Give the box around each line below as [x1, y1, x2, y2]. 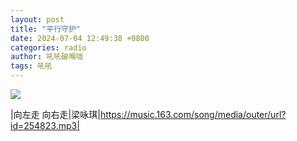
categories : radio [10, 42, 87, 53]
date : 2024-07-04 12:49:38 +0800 [10, 33, 150, 43]
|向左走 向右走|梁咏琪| [10, 109, 101, 120]
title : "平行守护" [10, 24, 82, 34]
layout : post [10, 14, 65, 25]
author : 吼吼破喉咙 [10, 52, 84, 62]
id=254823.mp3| [10, 120, 80, 131]
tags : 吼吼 [10, 61, 53, 71]
